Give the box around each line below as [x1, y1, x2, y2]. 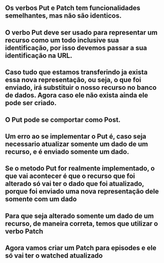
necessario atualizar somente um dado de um [5, 140, 148, 148]
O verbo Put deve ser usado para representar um [5, 28, 158, 36]
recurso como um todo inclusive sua [5, 36, 119, 44]
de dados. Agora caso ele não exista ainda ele [5, 91, 149, 100]
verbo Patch [5, 227, 43, 235]
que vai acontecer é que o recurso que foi [5, 172, 135, 180]
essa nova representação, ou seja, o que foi [5, 76, 141, 84]
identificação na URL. [5, 51, 72, 59]
